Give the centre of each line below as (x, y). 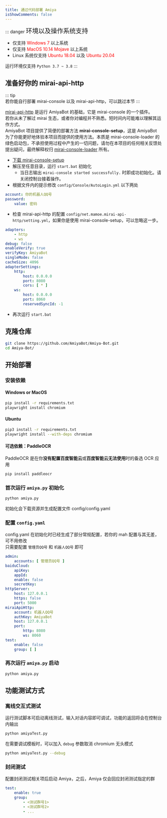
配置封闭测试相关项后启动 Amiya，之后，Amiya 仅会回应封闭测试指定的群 (80, 779)
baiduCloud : (17, 566)
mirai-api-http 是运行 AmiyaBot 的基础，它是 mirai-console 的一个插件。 (79, 112)
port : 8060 (34, 300)
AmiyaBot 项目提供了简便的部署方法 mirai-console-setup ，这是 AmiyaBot (81, 131)
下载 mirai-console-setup (38, 160)
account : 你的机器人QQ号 (29, 195)
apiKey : (22, 570)
